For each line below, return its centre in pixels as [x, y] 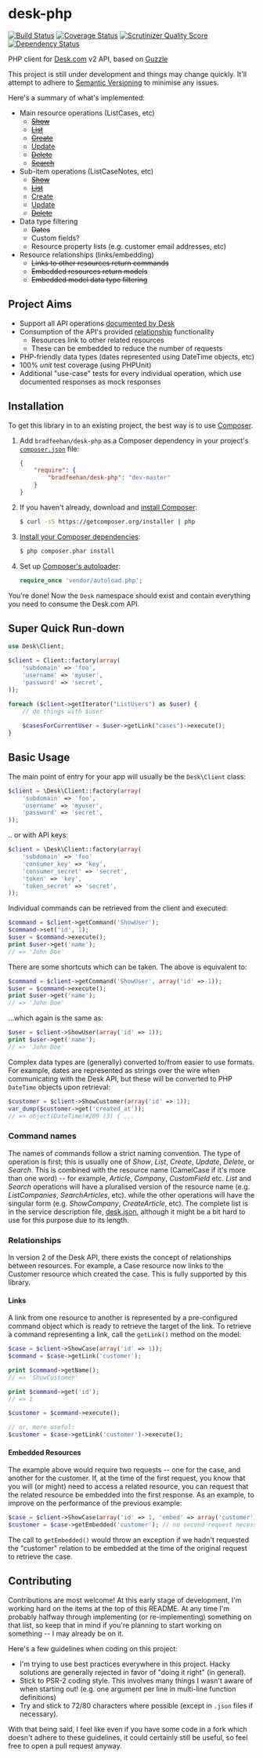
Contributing [40, 1581]
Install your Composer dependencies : [80, 536]
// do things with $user [63, 711]
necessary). [39, 1714]
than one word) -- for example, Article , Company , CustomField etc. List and [130, 1178]
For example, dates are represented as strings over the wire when [114, 1070]
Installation [36, 406]
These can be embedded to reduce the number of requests [127, 348]
